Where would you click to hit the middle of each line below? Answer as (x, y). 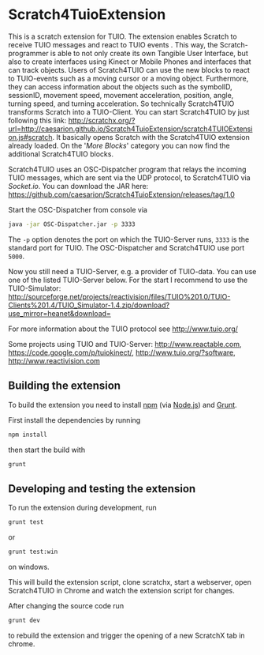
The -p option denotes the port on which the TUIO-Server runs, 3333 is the (129, 239)
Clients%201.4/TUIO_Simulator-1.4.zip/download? (89, 305)
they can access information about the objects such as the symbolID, (120, 87)
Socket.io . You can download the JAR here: (78, 186)
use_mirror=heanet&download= (60, 313)
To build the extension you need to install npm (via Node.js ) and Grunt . (123, 405)
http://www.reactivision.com (54, 360)
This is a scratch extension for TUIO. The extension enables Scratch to (123, 36)
